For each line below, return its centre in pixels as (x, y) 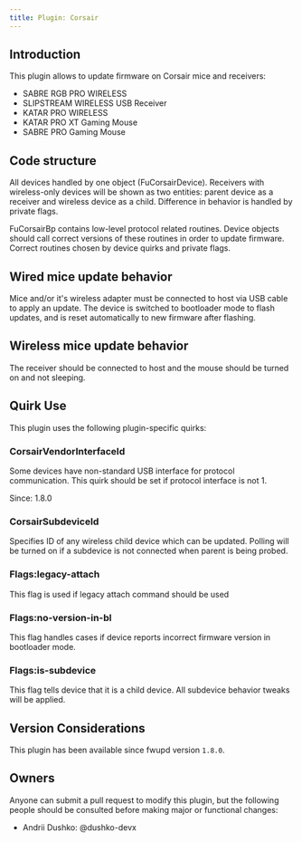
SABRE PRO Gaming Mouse (74, 132)
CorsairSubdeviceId (54, 521)
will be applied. (38, 700)
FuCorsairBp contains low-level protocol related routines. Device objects (145, 229)
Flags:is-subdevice (53, 670)
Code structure (53, 161)
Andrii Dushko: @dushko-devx (80, 827)
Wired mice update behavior (91, 277)
